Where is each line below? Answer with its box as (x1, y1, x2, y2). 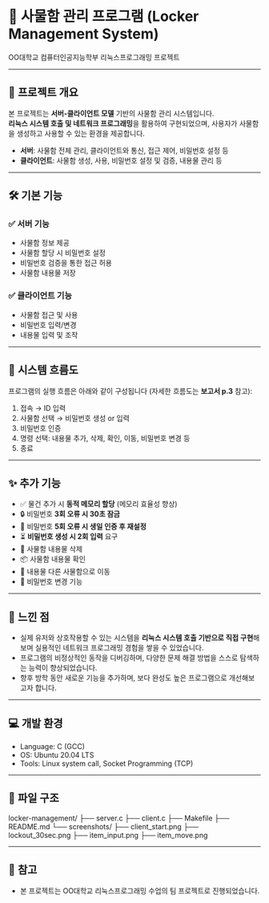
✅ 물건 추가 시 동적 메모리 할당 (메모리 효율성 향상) (19, 499, 178, 509)
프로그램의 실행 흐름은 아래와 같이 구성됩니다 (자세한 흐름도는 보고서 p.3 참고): (8, 386, 253, 395)
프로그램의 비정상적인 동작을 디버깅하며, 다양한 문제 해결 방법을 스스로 (19, 653, 239, 662)
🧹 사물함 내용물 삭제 (19, 545, 82, 554)
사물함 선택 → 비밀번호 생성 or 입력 (19, 413, 130, 423)
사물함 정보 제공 (19, 238, 70, 248)
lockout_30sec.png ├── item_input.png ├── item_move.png (8, 830, 208, 840)
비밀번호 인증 (19, 423, 62, 433)
